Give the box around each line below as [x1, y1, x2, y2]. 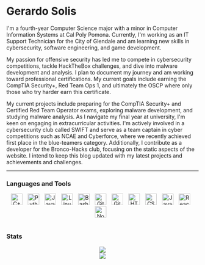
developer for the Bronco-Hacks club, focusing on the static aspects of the [6, 145, 195, 153]
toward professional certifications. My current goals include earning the [6, 75, 187, 82]
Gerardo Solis [6, 4, 77, 18]
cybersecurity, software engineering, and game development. [6, 44, 162, 51]
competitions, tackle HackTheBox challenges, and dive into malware [6, 62, 178, 70]
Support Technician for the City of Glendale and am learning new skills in [6, 37, 190, 45]
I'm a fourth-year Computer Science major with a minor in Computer [6, 24, 178, 32]
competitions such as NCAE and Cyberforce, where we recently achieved [6, 132, 191, 140]
